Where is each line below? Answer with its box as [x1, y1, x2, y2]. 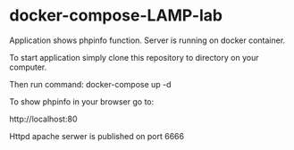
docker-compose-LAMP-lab [9, 5, 223, 26]
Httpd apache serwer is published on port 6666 [9, 130, 185, 141]
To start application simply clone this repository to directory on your [9, 52, 259, 62]
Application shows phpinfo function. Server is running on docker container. [9, 35, 286, 46]
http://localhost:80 [9, 113, 78, 124]
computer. [9, 62, 47, 72]
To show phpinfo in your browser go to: [9, 96, 155, 107]
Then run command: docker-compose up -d [9, 79, 172, 89]
